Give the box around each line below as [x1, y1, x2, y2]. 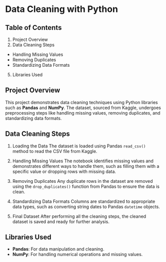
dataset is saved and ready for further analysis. [12, 218, 110, 225]
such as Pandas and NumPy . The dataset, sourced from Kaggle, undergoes [5, 105, 161, 111]
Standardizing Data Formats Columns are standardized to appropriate [12, 198, 156, 204]
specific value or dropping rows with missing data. [12, 168, 116, 174]
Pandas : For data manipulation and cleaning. [12, 246, 105, 252]
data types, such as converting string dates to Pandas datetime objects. [12, 203, 161, 210]
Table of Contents [5, 23, 62, 32]
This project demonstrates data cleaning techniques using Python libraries [5, 99, 158, 105]
